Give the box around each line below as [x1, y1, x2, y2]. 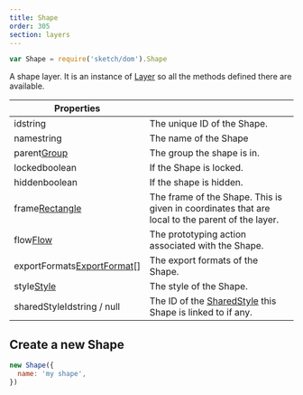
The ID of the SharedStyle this [149, 295, 277, 307]
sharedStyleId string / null [14, 300, 120, 313]
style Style [14, 280, 57, 293]
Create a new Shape [9, 336, 124, 353]
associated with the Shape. [149, 240, 264, 252]
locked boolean [14, 162, 77, 174]
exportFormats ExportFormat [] [14, 259, 142, 272]
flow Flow [14, 234, 52, 247]
